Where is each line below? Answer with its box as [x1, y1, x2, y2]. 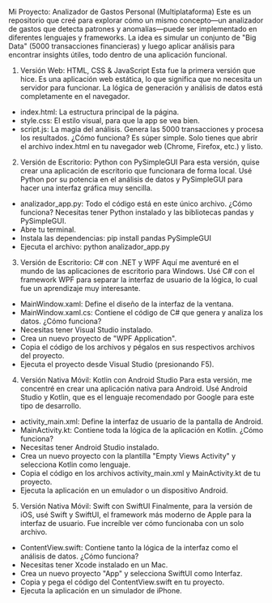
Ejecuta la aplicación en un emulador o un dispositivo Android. [19, 485, 228, 495]
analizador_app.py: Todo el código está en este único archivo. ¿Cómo [19, 199, 253, 208]
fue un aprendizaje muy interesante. [19, 284, 141, 293]
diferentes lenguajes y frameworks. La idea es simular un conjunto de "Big [8, 32, 257, 42]
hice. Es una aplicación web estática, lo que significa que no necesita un [19, 75, 262, 83]
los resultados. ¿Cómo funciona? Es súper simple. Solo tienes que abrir [19, 133, 258, 143]
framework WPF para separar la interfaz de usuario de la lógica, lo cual [19, 275, 257, 284]
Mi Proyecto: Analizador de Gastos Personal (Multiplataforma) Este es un [8, 7, 252, 16]
